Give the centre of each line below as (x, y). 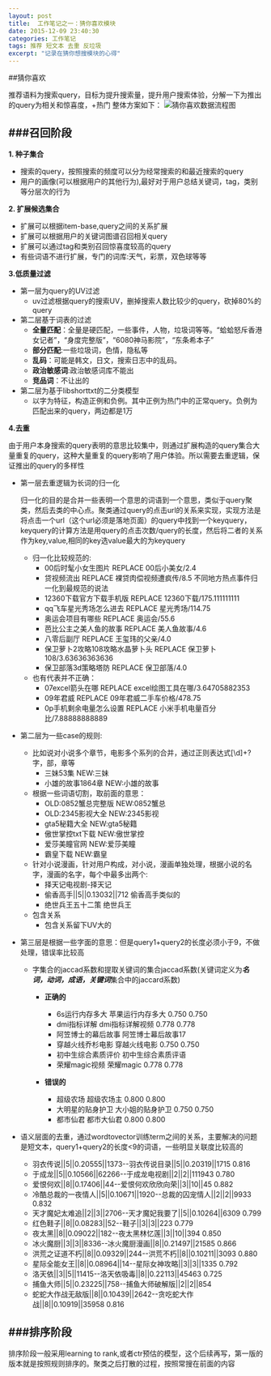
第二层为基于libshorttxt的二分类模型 (80, 391)
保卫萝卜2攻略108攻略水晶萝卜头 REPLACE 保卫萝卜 (130, 648)
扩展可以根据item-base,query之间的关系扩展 (94, 226)
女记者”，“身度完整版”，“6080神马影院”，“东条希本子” (123, 340)
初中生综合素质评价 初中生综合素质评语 (121, 1054)
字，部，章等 (53, 763)
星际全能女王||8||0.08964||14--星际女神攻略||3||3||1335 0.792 (135, 1263)
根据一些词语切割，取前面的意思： (89, 793)
